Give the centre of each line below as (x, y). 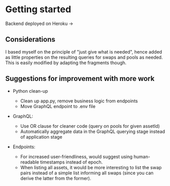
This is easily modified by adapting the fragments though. (66, 63)
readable (30, 162)
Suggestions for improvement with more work (80, 79)
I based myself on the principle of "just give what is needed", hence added (84, 51)
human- (142, 156)
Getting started (38, 9)
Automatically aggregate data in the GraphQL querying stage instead (93, 131)
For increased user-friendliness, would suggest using (76, 156)
